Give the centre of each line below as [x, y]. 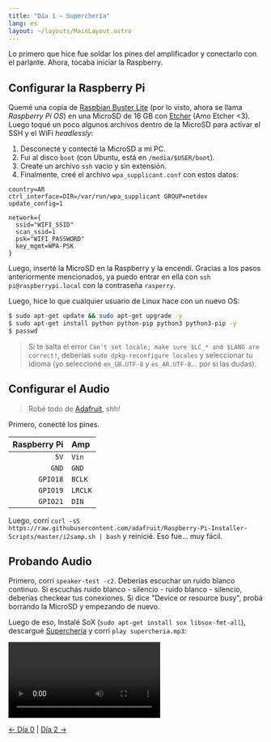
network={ [25, 218]
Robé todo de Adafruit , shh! [74, 409]
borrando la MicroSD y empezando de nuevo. [84, 607]
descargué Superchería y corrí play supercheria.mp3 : [97, 631]
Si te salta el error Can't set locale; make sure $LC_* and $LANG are [144, 346]
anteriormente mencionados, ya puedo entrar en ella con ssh [110, 277]
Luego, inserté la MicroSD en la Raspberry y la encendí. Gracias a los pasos [135, 269]
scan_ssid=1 [36, 232]
